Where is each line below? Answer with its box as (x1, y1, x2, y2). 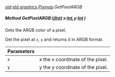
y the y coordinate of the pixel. (39, 64, 108, 70)
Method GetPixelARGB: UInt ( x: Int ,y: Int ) (5, 15, 86, 21)
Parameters (7, 48, 35, 54)
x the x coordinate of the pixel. (39, 56, 108, 63)
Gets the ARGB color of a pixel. (5, 27, 66, 33)
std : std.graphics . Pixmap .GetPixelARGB (5, 4, 83, 10)
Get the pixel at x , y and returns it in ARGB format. (5, 36, 103, 42)
